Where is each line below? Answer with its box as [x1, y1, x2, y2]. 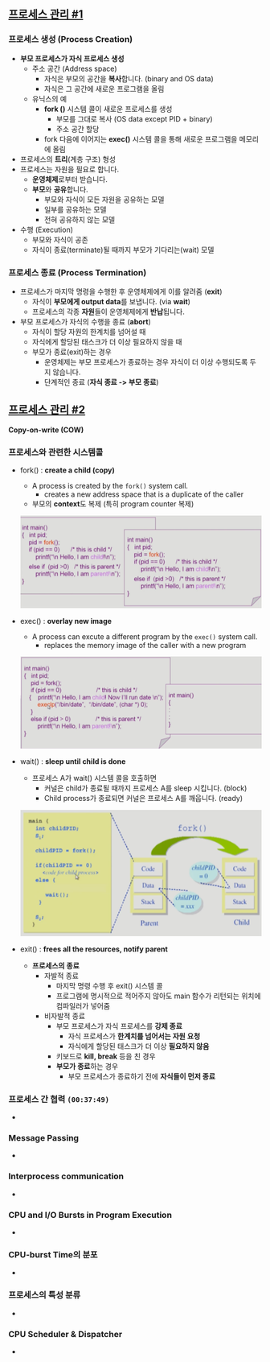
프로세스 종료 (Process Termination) [8, 266, 147, 278]
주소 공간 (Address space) [31, 64, 118, 73]
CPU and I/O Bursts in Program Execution [8, 1209, 173, 1220]
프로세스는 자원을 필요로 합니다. [19, 164, 119, 174]
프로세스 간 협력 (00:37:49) [8, 1093, 110, 1104]
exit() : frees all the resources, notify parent [19, 944, 169, 954]
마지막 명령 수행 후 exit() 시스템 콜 [55, 980, 163, 990]
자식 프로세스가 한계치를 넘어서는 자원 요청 [67, 1031, 201, 1041]
